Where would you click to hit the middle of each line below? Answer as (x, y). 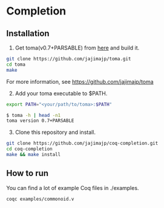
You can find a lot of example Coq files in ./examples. (73, 188)
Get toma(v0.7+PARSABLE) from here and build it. (77, 48)
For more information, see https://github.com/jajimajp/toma (80, 81)
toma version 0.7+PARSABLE (40, 121)
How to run (28, 173)
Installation (28, 33)
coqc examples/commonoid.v (40, 199)
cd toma (16, 65)
